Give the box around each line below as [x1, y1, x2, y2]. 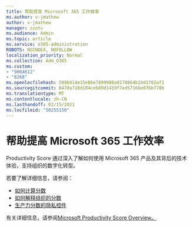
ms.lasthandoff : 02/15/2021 [6, 101, 75, 108]
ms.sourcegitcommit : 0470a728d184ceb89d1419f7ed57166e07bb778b [6, 85, 165, 91]
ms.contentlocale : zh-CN [6, 96, 67, 102]
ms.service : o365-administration [6, 42, 88, 48]
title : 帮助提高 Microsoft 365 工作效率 [6, 8, 99, 15]
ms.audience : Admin [6, 31, 54, 36]
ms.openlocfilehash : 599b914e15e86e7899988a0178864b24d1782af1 [6, 80, 165, 86]
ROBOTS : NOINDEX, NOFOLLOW [6, 47, 72, 53]
